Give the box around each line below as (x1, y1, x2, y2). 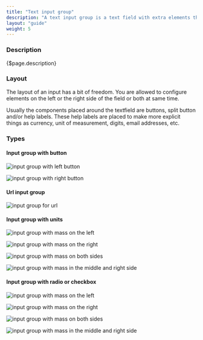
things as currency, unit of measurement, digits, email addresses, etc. (6, 119, 180, 126)
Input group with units (6, 215, 63, 223)
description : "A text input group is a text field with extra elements (6, 15, 190, 21)
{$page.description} (6, 59, 57, 67)
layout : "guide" (6, 20, 47, 26)
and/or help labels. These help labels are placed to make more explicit (6, 113, 181, 120)
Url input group (6, 188, 45, 195)
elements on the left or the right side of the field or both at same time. (6, 94, 179, 102)
